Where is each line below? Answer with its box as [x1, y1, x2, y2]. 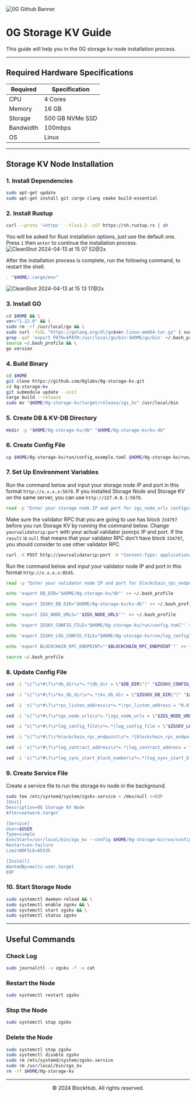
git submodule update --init [6, 389, 77, 395]
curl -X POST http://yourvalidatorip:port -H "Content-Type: [6, 552, 158, 558]
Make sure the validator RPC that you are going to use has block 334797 [6, 516, 178, 523]
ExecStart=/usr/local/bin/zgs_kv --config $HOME [6, 837, 127, 843]
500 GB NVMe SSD [44, 114, 97, 122]
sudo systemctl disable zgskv [6, 1052, 80, 1058]
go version [6, 345, 33, 351]
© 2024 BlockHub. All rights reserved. [52, 1084, 144, 1091]
